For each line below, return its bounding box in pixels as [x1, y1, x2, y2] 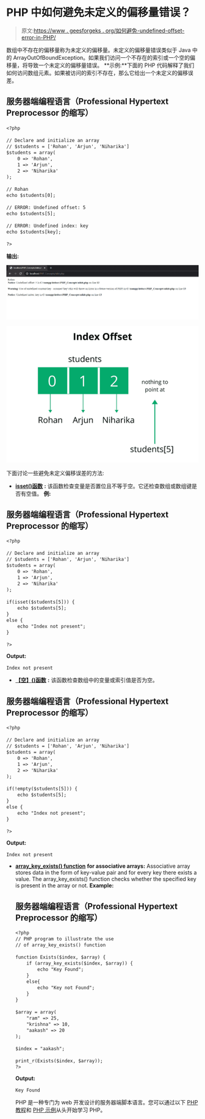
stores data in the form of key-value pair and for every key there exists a [15, 869, 197, 876]
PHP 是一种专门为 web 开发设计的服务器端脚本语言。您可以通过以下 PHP [15, 1099, 198, 1106]
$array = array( [15, 1009, 57, 1015]
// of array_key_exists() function [15, 942, 106, 948]
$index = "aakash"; [15, 1046, 65, 1052]
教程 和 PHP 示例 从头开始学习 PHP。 [15, 1106, 106, 1114]
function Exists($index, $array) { [15, 954, 106, 960]
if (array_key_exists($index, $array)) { [26, 960, 133, 967]
